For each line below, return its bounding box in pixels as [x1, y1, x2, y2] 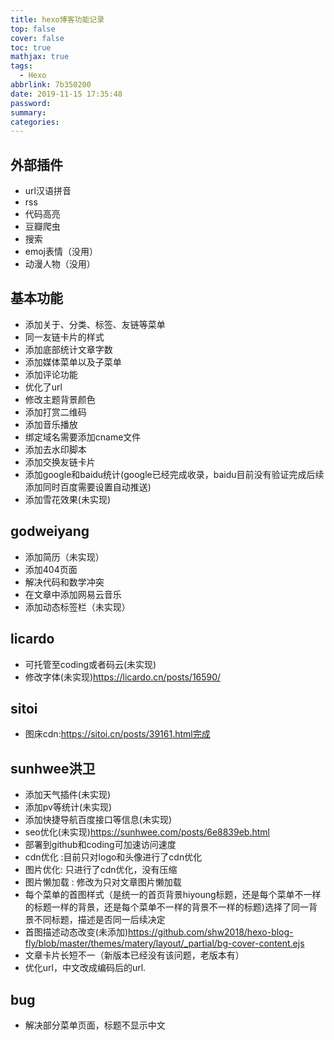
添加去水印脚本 [24, 443, 87, 455]
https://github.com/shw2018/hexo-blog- [128, 926, 294, 938]
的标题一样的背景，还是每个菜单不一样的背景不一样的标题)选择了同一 [24, 901, 309, 913]
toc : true [10, 42, 52, 53]
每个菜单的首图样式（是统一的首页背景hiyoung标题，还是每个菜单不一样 [24, 889, 322, 901]
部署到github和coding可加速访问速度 [24, 839, 177, 851]
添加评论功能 [24, 368, 78, 380]
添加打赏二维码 [24, 406, 87, 418]
